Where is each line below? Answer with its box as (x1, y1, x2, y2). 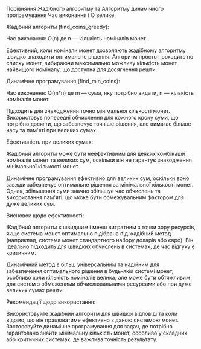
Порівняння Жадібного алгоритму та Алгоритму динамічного (6, 5, 164, 12)
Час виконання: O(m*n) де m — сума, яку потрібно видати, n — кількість (6, 89, 194, 96)
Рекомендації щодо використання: (6, 298, 96, 306)
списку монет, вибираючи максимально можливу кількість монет (6, 60, 177, 66)
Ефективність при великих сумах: (6, 138, 94, 146)
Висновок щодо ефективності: (6, 212, 85, 219)
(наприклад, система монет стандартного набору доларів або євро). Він (6, 237, 194, 243)
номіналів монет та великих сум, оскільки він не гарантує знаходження (6, 156, 192, 164)
